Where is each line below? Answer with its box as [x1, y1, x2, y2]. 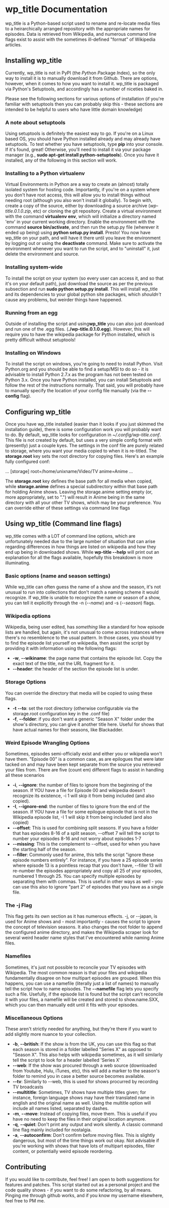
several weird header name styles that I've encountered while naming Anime [5, 935, 164, 941]
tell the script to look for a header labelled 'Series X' [12, 1057, 121, 1063]
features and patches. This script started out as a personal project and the [5, 1181, 160, 1187]
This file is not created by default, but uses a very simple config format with [5, 437, 162, 443]
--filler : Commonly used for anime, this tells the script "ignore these [12, 852, 154, 858]
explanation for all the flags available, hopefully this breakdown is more [5, 554, 153, 560]
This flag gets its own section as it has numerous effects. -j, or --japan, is [5, 913, 157, 919]
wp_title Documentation [5, 4, 107, 15]
